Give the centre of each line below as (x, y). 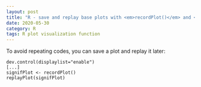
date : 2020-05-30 (28, 23)
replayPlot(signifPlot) (36, 78)
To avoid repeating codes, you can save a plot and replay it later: (86, 51)
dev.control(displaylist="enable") (51, 62)
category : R (21, 28)
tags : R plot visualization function (53, 34)
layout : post (22, 12)
